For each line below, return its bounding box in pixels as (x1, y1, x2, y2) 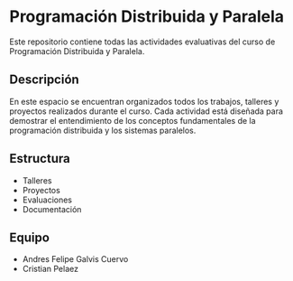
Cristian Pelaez (22, 264, 79, 275)
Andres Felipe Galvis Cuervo (22, 254, 129, 265)
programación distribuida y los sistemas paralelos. (9, 125, 197, 136)
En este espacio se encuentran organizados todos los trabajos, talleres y (9, 96, 279, 107)
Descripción (9, 72, 79, 88)
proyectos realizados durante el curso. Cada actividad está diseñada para (9, 106, 284, 117)
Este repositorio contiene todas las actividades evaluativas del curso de (9, 36, 276, 47)
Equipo (9, 229, 50, 245)
